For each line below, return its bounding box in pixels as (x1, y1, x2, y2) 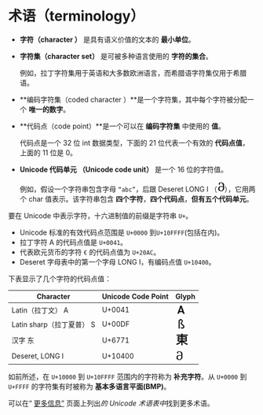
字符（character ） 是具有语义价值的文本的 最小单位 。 (19, 35, 195, 44)
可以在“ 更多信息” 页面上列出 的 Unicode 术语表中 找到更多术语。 (8, 398, 214, 408)
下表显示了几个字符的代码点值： (8, 273, 111, 283)
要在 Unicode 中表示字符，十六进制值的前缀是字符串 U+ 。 (8, 210, 193, 220)
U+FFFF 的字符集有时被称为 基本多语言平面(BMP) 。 (8, 381, 171, 391)
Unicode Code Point (101, 292, 169, 302)
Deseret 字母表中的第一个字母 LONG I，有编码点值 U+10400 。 (19, 257, 216, 266)
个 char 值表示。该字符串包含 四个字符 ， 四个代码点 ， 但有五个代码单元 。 (19, 194, 254, 203)
